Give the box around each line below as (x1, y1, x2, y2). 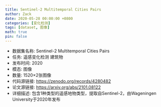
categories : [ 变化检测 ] (5, 20, 50, 26)
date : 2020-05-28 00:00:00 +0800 (5, 16, 73, 21)
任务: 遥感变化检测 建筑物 (12, 54, 63, 60)
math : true (5, 30, 27, 34)
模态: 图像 (12, 66, 32, 72)
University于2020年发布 (12, 96, 61, 102)
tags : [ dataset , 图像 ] (5, 25, 50, 30)
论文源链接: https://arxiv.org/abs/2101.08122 (12, 84, 101, 90)
